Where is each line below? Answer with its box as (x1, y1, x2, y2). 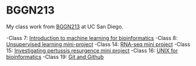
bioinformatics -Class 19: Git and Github (6, 53, 104, 60)
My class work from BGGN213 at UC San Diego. (6, 23, 124, 30)
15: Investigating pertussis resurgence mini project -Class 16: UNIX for (6, 47, 178, 54)
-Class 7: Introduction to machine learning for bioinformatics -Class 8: (6, 34, 178, 41)
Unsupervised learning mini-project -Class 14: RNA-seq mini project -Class (6, 41, 191, 48)
